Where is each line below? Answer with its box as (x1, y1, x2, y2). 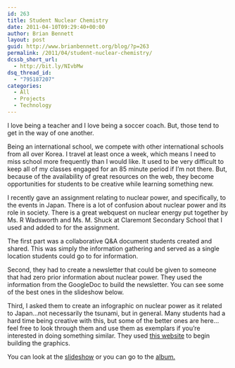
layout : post (7, 37, 46, 44)
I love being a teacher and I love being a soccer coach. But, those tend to (7, 121, 220, 129)
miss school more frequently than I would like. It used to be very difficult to (7, 157, 224, 165)
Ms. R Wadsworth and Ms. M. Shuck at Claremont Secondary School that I (7, 215, 223, 224)
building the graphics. (7, 338, 70, 347)
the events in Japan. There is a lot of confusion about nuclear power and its (7, 201, 227, 209)
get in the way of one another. (7, 128, 94, 137)
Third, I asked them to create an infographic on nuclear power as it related (7, 301, 222, 310)
